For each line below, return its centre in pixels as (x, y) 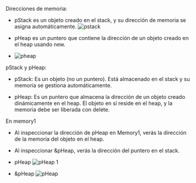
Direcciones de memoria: (36, 9)
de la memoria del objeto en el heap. (59, 139)
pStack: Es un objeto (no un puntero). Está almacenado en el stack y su (102, 79)
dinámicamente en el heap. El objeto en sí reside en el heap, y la (93, 103)
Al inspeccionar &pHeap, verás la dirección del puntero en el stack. (97, 151)
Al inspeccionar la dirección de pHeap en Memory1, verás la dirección (100, 133)
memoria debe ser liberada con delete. (62, 109)
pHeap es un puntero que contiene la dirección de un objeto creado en (101, 38)
